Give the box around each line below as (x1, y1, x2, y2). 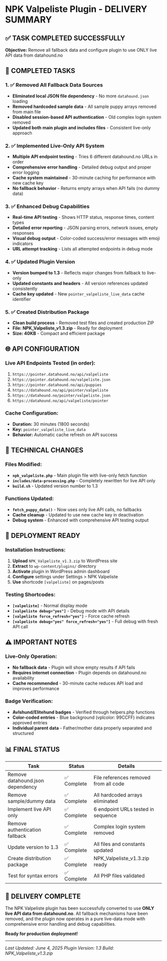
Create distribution (7, 855, 51, 862)
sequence (93, 812, 117, 819)
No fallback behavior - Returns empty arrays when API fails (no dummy (12, 185, 160, 191)
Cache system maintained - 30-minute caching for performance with (12, 175, 156, 180)
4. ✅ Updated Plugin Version (5, 259, 76, 265)
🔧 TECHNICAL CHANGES (5, 446, 83, 454)
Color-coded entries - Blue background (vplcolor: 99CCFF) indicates (12, 714, 155, 720)
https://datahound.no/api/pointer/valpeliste (12, 388, 108, 393)
